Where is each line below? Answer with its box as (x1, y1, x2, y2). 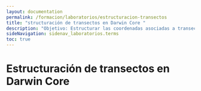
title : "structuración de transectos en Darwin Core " (6, 20, 146, 26)
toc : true (6, 36, 31, 42)
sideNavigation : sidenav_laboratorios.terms (6, 31, 119, 37)
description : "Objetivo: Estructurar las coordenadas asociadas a (6, 25, 175, 32)
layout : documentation (6, 8, 63, 15)
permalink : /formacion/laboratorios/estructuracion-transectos (6, 14, 167, 20)
